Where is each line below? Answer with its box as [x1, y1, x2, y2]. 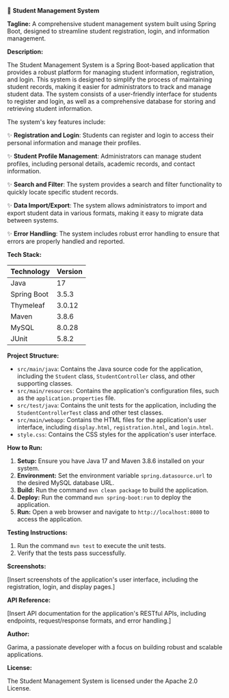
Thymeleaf [10, 301, 46, 310]
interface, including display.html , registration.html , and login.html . [16, 423, 214, 431]
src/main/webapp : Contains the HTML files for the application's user [16, 416, 207, 424]
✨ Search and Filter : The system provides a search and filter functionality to [7, 180, 222, 188]
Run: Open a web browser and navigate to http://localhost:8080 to [16, 508, 210, 516]
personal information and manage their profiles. [7, 139, 142, 147]
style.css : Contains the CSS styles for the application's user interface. [16, 430, 217, 438]
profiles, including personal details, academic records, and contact [7, 160, 196, 168]
